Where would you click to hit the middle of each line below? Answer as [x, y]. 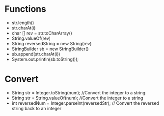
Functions [25, 9]
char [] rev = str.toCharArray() [42, 33]
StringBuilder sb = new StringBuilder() [50, 49]
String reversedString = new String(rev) [52, 43]
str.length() [23, 23]
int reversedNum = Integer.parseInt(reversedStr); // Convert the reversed [85, 103]
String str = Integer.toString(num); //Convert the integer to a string [79, 92]
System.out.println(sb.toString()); [45, 59]
